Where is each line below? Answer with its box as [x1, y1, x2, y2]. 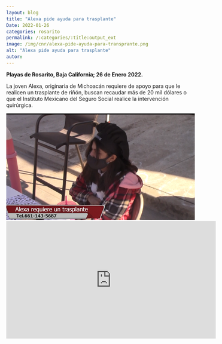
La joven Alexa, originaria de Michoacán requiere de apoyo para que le [6, 82, 181, 90]
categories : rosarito [6, 29, 60, 35]
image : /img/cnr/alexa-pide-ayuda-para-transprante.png [6, 41, 148, 47]
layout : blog [6, 10, 39, 16]
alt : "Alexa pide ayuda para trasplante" [6, 48, 111, 54]
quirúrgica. [6, 102, 33, 109]
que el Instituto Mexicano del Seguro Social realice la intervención [6, 95, 169, 102]
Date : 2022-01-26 [6, 22, 50, 28]
